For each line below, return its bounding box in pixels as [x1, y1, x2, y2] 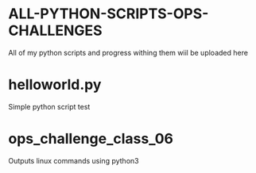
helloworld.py [8, 76, 102, 94]
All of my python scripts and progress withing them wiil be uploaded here [8, 48, 249, 57]
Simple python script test [8, 102, 91, 111]
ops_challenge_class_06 [8, 130, 173, 148]
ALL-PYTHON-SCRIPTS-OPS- [8, 5, 209, 23]
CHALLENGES [8, 21, 103, 40]
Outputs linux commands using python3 [8, 156, 139, 165]
